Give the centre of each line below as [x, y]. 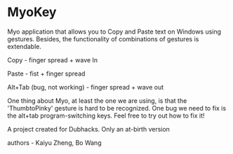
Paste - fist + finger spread [46, 73]
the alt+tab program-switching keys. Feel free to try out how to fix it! [106, 115]
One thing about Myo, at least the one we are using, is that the [97, 100]
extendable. [25, 46]
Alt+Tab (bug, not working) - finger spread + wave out [86, 87]
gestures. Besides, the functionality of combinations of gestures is [103, 38]
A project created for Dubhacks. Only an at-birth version [89, 129]
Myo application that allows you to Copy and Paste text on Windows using [114, 31]
